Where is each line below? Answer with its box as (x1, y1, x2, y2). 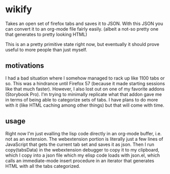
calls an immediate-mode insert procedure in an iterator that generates (5, 157, 155, 164)
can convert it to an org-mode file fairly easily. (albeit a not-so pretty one (5, 26, 159, 32)
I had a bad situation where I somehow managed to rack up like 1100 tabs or (5, 75, 165, 81)
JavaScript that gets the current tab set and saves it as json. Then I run (5, 141, 155, 147)
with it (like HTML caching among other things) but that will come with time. (5, 102, 164, 108)
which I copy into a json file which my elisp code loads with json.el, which (5, 152, 160, 158)
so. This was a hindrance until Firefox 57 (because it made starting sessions (5, 80, 165, 86)
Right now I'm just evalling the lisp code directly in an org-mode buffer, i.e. (5, 130, 162, 136)
